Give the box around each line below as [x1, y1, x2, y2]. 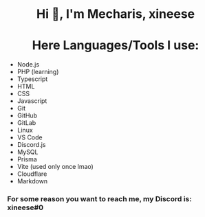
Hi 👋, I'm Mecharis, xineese [36, 6, 195, 22]
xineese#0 [7, 203, 44, 212]
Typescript [17, 75, 48, 83]
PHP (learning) [17, 68, 59, 76]
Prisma [17, 155, 38, 163]
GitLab [17, 119, 36, 127]
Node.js [17, 60, 40, 69]
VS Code [17, 133, 43, 141]
